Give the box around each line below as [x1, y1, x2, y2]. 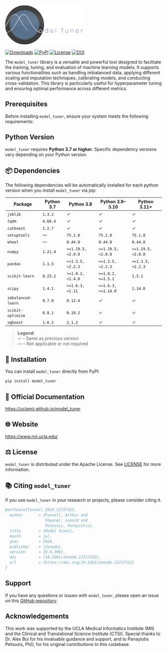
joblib [7, 212, 21, 217]
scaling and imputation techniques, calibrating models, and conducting [5, 75, 151, 81]
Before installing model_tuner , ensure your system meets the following [5, 113, 149, 119]
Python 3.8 [69, 201, 92, 207]
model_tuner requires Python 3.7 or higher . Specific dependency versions [5, 146, 157, 152]
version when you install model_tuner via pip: [5, 187, 97, 193]
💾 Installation [5, 355, 47, 363]
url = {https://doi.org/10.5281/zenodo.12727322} [9, 560, 135, 565]
